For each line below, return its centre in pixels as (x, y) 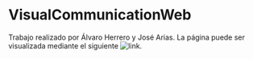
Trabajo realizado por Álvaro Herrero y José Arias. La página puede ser (127, 37)
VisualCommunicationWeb (100, 15)
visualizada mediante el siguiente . (75, 45)
